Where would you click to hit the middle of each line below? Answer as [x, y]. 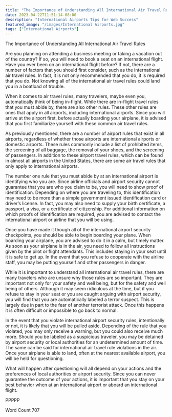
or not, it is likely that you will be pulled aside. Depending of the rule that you [86, 326]
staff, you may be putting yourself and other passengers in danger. [76, 263]
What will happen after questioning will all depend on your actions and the [83, 369]
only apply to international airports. [42, 166]
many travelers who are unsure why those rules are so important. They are [84, 278]
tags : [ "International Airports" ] [42, 29]
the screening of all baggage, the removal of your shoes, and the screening [85, 150]
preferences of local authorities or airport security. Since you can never [81, 374]
